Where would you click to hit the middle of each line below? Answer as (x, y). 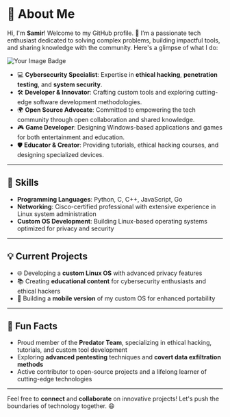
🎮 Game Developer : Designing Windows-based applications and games (119, 127)
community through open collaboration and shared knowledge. (106, 119)
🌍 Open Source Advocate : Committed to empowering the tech (106, 110)
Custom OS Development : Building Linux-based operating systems (112, 221)
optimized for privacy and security (65, 228)
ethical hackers (38, 291)
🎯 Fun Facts (33, 326)
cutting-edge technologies (54, 379)
